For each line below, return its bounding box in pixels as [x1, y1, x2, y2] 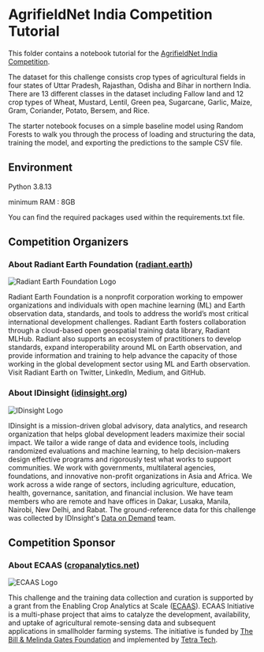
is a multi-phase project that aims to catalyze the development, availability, [8, 610, 251, 620]
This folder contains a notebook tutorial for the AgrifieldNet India [8, 48, 218, 58]
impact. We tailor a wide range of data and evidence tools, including [8, 437, 229, 447]
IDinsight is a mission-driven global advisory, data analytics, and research [8, 420, 248, 430]
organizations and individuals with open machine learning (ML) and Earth [8, 300, 246, 310]
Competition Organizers [8, 236, 128, 249]
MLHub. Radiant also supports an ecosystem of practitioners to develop [8, 334, 242, 344]
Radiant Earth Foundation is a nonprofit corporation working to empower [8, 292, 244, 302]
